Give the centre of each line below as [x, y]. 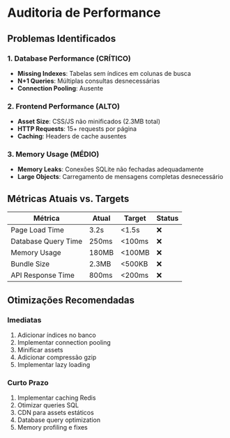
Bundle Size [30, 264]
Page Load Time [38, 230]
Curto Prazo [28, 382]
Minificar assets [40, 350]
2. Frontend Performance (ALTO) [64, 106]
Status [168, 219]
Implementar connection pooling [64, 342]
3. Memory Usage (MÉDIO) [53, 155]
